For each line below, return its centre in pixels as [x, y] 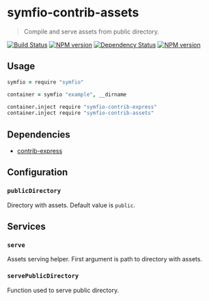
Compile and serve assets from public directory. [91, 31]
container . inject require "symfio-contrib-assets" [81, 113]
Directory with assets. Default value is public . [71, 205]
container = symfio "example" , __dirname [67, 94]
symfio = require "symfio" [45, 82]
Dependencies [39, 134]
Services [27, 227]
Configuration [38, 172]
